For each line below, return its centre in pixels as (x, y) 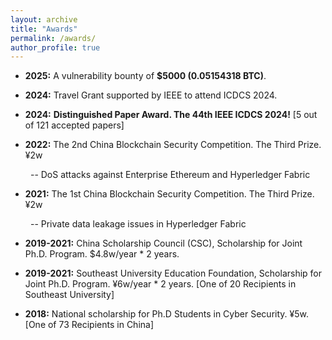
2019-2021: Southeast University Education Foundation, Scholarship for (173, 273)
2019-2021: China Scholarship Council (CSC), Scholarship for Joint (163, 243)
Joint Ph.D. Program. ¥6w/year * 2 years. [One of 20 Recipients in (160, 284)
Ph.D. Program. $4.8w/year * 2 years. (102, 254)
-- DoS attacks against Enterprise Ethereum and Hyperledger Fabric (170, 175)
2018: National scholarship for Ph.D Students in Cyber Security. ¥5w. (166, 314)
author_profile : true (55, 47)
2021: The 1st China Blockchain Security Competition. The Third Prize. (169, 194)
